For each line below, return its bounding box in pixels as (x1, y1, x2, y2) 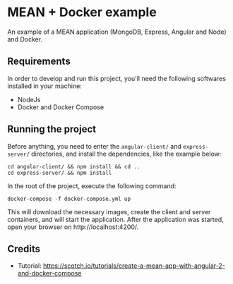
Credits (7, 242, 41, 254)
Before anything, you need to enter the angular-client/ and (7, 142, 182, 150)
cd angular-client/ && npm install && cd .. (7, 163, 141, 170)
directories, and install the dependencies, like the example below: (31, 149, 222, 158)
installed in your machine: (7, 82, 83, 90)
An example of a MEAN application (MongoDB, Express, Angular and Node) (7, 27, 227, 36)
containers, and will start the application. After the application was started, (7, 215, 224, 223)
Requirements (7, 56, 71, 68)
